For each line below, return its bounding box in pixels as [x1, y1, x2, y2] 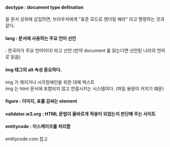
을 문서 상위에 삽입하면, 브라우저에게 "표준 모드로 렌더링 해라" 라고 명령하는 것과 [5, 16, 165, 23]
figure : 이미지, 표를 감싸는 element [5, 98, 78, 104]
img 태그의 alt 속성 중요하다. [5, 67, 62, 73]
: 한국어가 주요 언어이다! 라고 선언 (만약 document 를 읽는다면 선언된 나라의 [5, 48, 156, 54]
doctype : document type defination [5, 4, 84, 10]
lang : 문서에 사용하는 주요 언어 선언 [5, 35, 77, 41]
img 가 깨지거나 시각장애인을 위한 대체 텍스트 [5, 79, 95, 85]
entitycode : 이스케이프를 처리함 [5, 123, 71, 130]
